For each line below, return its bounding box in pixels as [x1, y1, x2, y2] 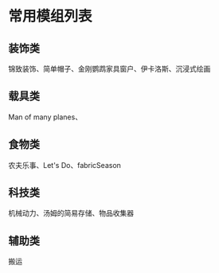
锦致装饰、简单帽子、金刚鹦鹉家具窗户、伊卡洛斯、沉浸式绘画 [8, 64, 211, 73]
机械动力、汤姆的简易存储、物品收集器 [8, 209, 134, 218]
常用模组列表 [8, 7, 93, 25]
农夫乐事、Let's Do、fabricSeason [8, 160, 122, 170]
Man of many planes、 [8, 112, 82, 122]
